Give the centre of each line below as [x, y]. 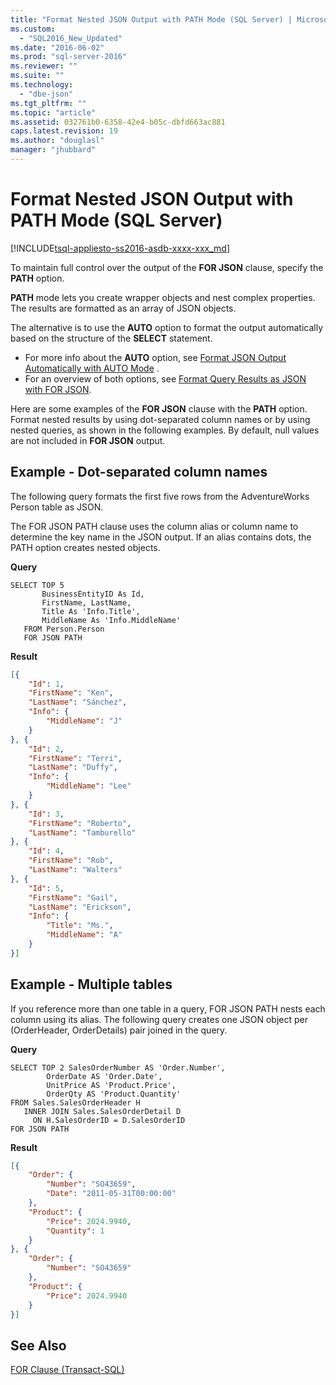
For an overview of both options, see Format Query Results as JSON [165, 378]
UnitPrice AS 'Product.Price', [111, 1085]
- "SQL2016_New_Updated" [71, 38]
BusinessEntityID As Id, [93, 594]
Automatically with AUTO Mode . [92, 368]
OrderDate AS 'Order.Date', [104, 1076]
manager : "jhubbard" [53, 150]
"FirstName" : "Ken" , [71, 693]
